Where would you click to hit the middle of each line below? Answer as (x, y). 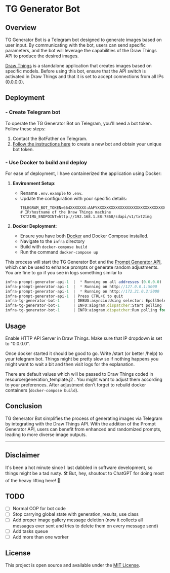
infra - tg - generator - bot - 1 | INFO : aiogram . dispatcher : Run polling (81, 310)
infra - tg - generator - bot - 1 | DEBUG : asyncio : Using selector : (74, 301)
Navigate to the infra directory (52, 241)
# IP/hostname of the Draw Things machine (66, 212)
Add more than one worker (40, 537)
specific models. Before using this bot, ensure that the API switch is (76, 71)
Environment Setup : (34, 183)
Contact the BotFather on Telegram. (50, 138)
